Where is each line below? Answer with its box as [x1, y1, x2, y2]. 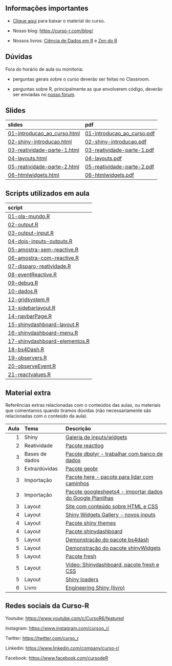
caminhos [66, 480, 90, 487]
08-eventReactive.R [8, 271, 57, 278]
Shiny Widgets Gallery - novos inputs [66, 511, 156, 518]
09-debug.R [8, 279, 38, 286]
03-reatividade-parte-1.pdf [84, 147, 155, 154]
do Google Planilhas [66, 494, 114, 502]
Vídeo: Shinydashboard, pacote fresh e [66, 561, 160, 568]
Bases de [24, 450, 47, 457]
